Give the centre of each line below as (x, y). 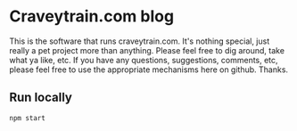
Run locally (41, 98)
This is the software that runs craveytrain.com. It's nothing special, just (140, 41)
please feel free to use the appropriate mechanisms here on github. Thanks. (148, 70)
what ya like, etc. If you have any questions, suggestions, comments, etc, (144, 60)
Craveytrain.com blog (92, 16)
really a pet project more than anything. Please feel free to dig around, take (147, 50)
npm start (28, 118)
